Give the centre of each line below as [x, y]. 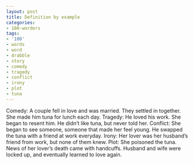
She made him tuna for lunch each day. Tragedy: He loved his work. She [93, 117]
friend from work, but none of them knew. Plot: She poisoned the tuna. [91, 142]
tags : [13, 34]
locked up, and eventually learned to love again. [64, 155]
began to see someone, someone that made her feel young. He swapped [95, 129]
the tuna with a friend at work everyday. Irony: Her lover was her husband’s [97, 136]
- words [16, 45]
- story [16, 61]
